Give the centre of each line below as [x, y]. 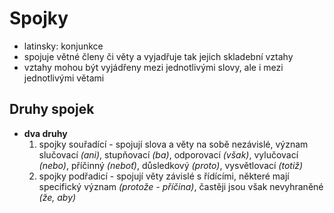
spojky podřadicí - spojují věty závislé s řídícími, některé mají [164, 176]
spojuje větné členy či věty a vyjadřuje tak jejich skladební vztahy [158, 56]
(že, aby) [57, 197]
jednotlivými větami [64, 78]
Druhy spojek [52, 109]
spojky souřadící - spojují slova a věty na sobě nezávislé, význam [173, 144]
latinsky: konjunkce [63, 46]
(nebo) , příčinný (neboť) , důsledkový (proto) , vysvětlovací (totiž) [171, 165]
